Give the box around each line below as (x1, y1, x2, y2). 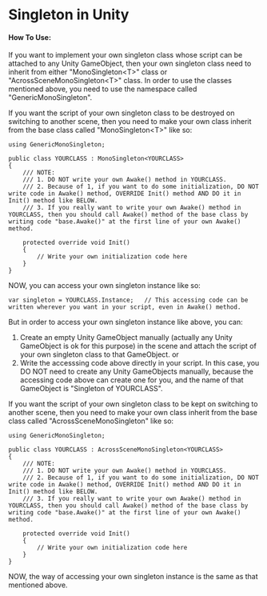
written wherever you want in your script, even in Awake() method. (8, 303, 241, 311)
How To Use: (8, 32, 52, 42)
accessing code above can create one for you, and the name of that (19, 375, 244, 385)
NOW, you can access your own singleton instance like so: (8, 281, 201, 290)
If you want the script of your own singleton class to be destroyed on (8, 108, 235, 118)
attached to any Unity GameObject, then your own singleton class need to (8, 58, 252, 69)
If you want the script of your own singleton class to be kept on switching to (8, 399, 258, 409)
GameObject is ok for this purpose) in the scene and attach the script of (19, 342, 257, 351)
